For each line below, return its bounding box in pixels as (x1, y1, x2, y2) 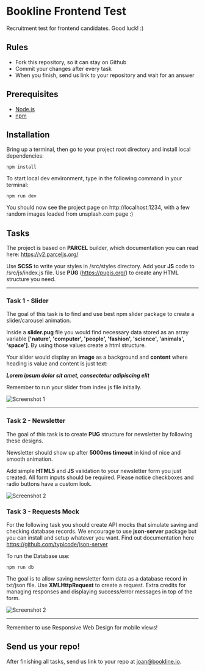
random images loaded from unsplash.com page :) (6, 210, 134, 218)
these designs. (6, 437, 44, 444)
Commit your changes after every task (15, 65, 112, 72)
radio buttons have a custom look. (6, 480, 92, 487)
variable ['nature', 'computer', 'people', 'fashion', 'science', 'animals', (6, 335, 185, 343)
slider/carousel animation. (6, 317, 71, 324)
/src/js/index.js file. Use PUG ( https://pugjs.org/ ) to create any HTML (6, 269, 179, 276)
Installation (6, 130, 50, 140)
